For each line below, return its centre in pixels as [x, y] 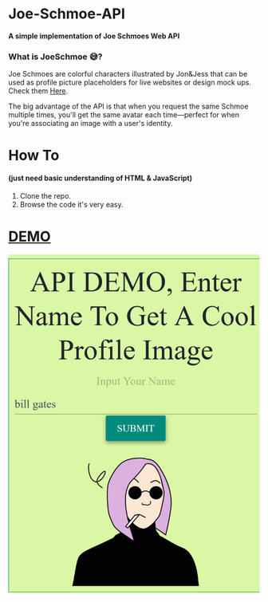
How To [34, 155]
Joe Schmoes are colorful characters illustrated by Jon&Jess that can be [128, 74]
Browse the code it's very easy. [71, 204]
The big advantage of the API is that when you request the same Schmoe [128, 106]
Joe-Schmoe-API [67, 14]
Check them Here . [38, 91]
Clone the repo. [45, 195]
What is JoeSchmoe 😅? [55, 57]
